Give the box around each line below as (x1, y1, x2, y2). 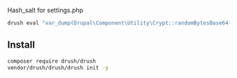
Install (7, 39, 35, 51)
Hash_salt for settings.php (7, 6, 83, 14)
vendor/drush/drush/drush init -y (7, 64, 109, 71)
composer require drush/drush (7, 58, 97, 65)
